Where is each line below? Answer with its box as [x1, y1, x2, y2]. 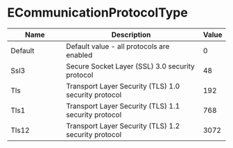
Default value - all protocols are [65, 41, 170, 51]
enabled [65, 50, 93, 59]
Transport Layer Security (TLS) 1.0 [65, 81, 180, 91]
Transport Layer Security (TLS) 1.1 [65, 101, 180, 111]
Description [111, 30, 151, 39]
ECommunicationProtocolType [7, 5, 189, 21]
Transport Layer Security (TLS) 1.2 [65, 121, 180, 131]
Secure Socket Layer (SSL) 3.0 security [65, 61, 196, 71]
